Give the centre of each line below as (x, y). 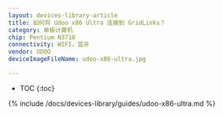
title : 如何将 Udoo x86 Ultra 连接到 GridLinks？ (87, 23)
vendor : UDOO (30, 52)
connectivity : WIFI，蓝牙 (49, 45)
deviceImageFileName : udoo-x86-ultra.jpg (77, 60)
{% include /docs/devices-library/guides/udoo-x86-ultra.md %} (112, 103)
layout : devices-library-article (63, 15)
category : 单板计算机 (41, 30)
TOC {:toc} (37, 88)
